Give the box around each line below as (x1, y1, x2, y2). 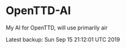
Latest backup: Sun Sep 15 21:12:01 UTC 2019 (6, 36, 120, 43)
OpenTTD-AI (6, 4, 71, 18)
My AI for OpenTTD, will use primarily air (6, 24, 108, 31)
